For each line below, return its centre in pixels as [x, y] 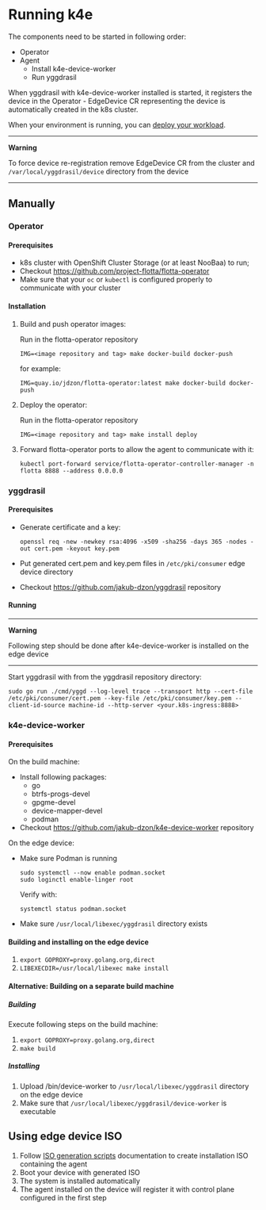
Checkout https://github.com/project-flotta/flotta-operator [114, 271]
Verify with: [38, 894]
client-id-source [37, 705]
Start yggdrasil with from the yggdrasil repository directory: [105, 676]
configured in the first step [63, 1197]
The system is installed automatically [80, 1181]
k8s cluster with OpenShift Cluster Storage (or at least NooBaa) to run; [134, 262]
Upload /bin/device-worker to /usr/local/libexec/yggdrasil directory [134, 1086]
